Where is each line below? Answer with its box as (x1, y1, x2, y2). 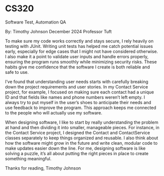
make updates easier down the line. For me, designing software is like (5, 145, 146, 151)
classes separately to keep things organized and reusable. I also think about (5, 135, 158, 141)
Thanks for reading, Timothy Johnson (5, 165, 81, 171)
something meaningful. (5, 155, 52, 161)
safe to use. (5, 69, 29, 75)
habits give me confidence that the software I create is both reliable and (5, 64, 150, 70)
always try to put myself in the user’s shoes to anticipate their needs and (5, 99, 152, 105)
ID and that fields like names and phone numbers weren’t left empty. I (5, 94, 145, 100)
